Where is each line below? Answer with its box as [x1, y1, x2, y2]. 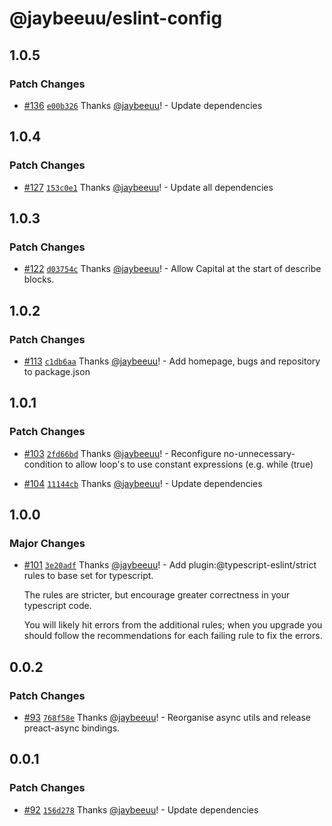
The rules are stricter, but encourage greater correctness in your [23, 589, 291, 601]
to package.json [23, 365, 91, 377]
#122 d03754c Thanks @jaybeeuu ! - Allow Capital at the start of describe [23, 263, 322, 275]
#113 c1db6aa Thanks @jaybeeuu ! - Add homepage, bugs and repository [23, 355, 321, 367]
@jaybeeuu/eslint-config [9, 7, 223, 30]
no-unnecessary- [223, 447, 296, 459]
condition [23, 458, 64, 470]
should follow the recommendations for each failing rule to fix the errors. [23, 630, 323, 642]
